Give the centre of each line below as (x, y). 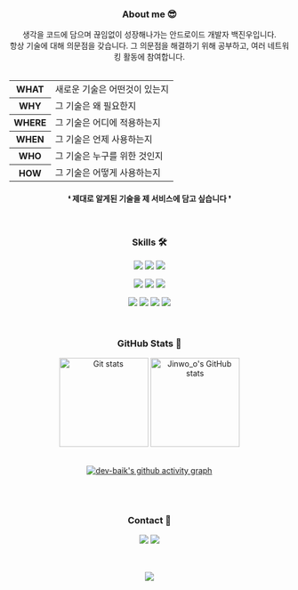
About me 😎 (149, 14)
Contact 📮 (149, 521)
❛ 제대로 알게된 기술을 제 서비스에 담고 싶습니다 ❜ (149, 198)
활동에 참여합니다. (154, 57)
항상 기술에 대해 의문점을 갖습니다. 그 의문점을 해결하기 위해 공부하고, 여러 (137, 46)
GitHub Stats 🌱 (149, 343)
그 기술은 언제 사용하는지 (104, 140)
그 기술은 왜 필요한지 (95, 106)
